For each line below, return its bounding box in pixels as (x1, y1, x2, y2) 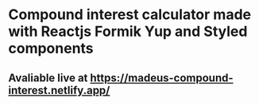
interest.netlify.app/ (8, 84, 110, 97)
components (8, 40, 94, 57)
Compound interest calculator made (8, 6, 252, 24)
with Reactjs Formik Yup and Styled (8, 22, 248, 41)
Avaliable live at (8, 71, 88, 84)
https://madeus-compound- (90, 71, 234, 84)
